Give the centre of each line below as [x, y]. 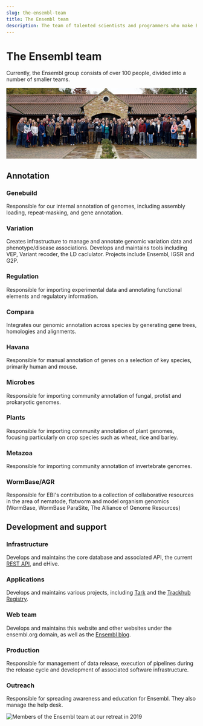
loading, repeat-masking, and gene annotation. [65, 213]
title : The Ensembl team [37, 19]
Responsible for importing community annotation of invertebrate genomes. [99, 466]
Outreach [21, 685]
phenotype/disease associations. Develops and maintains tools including [97, 248]
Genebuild [22, 193]
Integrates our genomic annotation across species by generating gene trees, [101, 325]
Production [23, 650]
